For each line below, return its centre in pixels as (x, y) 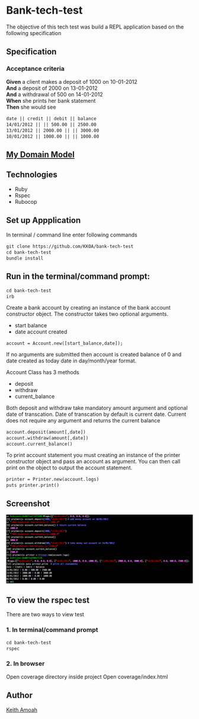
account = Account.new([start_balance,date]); (65, 343)
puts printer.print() (33, 485)
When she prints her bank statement (51, 100)
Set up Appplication (44, 220)
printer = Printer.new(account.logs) (53, 480)
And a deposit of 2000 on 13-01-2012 (52, 88)
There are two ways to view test (45, 614)
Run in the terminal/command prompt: (78, 277)
